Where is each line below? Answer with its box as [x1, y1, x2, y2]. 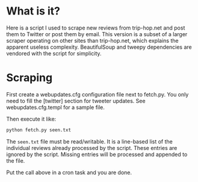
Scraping [6, 71, 53, 85]
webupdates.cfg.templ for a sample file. [6, 104, 105, 111]
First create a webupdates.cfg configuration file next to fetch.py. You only [6, 90, 189, 98]
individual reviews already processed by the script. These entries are [6, 144, 178, 151]
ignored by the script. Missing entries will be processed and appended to [6, 151, 188, 158]
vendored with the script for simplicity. [6, 49, 102, 57]
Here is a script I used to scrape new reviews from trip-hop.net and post [6, 24, 185, 31]
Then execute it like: [6, 115, 57, 122]
